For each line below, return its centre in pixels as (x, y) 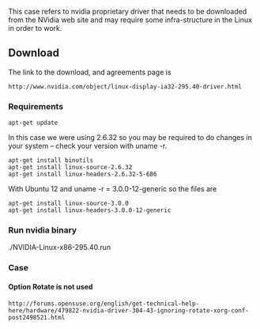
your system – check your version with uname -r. (88, 146)
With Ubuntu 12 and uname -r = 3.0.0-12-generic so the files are (113, 189)
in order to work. (35, 28)
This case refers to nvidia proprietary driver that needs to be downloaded (128, 11)
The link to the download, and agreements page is (90, 72)
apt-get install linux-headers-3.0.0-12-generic (90, 210)
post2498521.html (37, 317)
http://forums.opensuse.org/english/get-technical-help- (104, 304)
